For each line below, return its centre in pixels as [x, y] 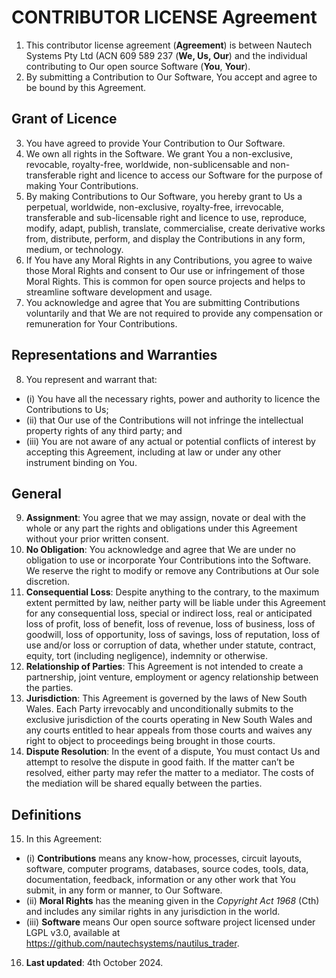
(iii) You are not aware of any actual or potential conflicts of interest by [170, 441]
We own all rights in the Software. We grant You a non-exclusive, [159, 153]
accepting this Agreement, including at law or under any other [153, 452]
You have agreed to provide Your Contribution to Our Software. [155, 143]
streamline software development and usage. [119, 292]
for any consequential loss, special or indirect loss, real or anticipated [169, 613]
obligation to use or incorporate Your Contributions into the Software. [168, 560]
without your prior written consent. [97, 539]
